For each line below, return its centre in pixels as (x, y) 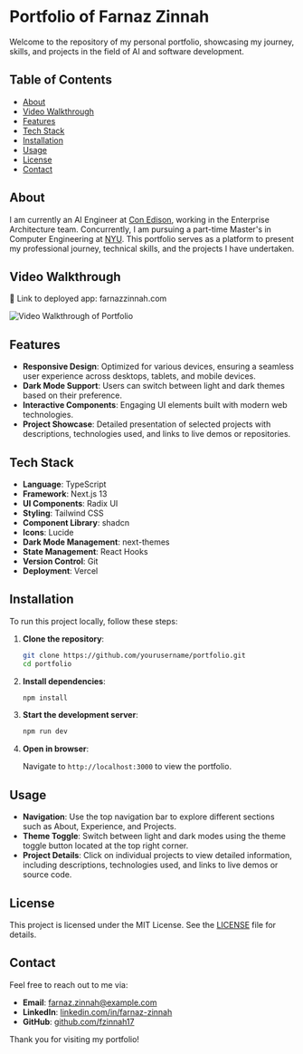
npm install (45, 698)
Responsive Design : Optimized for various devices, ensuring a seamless (158, 367)
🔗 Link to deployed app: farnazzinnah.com (88, 299)
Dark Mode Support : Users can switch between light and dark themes (153, 386)
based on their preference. (72, 395)
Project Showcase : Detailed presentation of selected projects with (147, 424)
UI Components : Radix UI (70, 503)
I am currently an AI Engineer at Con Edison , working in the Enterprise (139, 219)
